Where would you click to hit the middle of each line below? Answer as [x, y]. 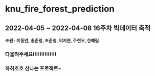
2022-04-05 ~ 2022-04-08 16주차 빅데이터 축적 [78, 28]
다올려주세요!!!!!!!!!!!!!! [31, 54]
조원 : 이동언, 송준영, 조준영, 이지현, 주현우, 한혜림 [52, 40]
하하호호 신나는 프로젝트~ [33, 68]
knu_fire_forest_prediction [60, 9]
